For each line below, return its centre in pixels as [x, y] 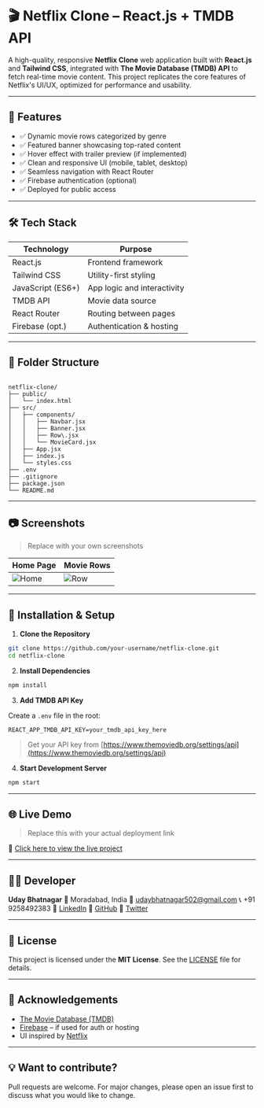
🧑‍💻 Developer [42, 880]
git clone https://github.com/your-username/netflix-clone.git [114, 648]
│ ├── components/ [42, 415]
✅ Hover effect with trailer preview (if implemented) [103, 153]
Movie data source [122, 301]
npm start [24, 782]
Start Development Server [63, 768]
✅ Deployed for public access [68, 189]
